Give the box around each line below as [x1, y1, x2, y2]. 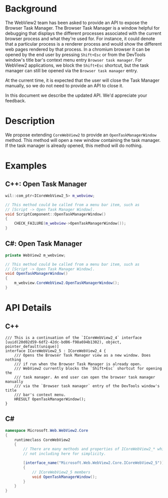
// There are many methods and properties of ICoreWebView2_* [23, 447, 155, 452]
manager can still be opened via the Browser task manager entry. [5, 67, 138, 73]
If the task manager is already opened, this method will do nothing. [5, 142, 143, 148]
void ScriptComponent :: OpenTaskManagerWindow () [5, 212, 106, 217]
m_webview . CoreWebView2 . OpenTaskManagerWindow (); [14, 280, 120, 286]
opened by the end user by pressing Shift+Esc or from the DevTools [5, 51, 146, 58]
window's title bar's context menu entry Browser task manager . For [5, 57, 142, 63]
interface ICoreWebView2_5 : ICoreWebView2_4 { [5, 348, 106, 354]
